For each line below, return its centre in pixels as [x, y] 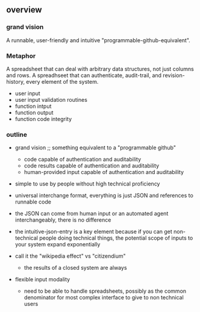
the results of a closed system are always [76, 268]
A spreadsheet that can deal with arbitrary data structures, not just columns [100, 69]
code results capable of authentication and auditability [92, 166]
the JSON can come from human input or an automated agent [92, 214]
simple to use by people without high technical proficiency [87, 184]
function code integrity [43, 119]
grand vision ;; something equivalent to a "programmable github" [95, 148]
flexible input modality [42, 279]
